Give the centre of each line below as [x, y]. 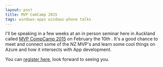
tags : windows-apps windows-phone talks [48, 19]
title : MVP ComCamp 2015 [31, 15]
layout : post [19, 10]
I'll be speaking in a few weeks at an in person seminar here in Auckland [80, 34]
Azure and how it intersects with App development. [59, 50]
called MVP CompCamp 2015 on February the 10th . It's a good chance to [82, 39]
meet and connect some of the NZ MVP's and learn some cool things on [80, 44]
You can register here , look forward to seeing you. [57, 59]
